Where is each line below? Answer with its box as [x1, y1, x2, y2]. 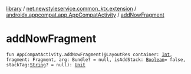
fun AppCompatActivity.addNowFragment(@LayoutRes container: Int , [6, 52, 173, 57]
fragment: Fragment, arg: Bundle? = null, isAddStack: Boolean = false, [6, 56, 186, 63]
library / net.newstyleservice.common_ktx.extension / [6, 5, 137, 12]
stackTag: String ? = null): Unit [6, 62, 85, 67]
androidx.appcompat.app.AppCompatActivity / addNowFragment [6, 11, 165, 18]
